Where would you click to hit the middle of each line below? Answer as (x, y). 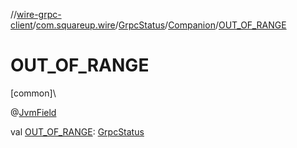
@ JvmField (33, 112)
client (21, 25)
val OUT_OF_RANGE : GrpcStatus (77, 131)
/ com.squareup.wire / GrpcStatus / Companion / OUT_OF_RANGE (159, 25)
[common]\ (33, 93)
